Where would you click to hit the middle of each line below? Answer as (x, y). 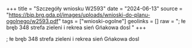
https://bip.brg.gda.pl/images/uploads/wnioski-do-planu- (79, 15)
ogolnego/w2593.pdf (32, 21)
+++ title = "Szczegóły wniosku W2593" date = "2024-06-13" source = (94, 9)
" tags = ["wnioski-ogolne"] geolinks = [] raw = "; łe (122, 21)
